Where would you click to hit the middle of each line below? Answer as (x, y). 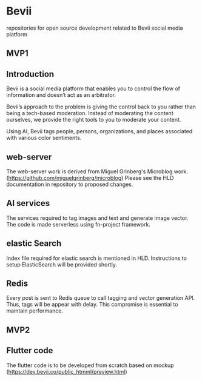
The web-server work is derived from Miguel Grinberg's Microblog (89, 171)
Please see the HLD (149, 177)
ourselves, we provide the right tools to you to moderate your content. (94, 120)
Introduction (30, 74)
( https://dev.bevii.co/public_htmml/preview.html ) (67, 371)
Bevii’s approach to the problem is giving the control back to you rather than (101, 107)
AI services (28, 203)
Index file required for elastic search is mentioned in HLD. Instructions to (96, 258)
